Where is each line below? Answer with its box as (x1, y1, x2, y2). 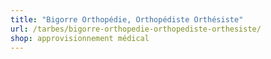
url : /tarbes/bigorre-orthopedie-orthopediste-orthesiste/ (10, 24, 262, 34)
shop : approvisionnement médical (10, 33, 150, 43)
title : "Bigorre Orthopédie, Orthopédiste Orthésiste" (10, 14, 244, 25)
